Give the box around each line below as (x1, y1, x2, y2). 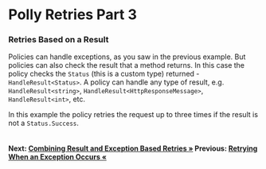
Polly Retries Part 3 (8, 6, 138, 24)
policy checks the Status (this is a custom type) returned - (8, 69, 200, 79)
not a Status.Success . (8, 118, 80, 128)
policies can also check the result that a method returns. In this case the (8, 61, 245, 70)
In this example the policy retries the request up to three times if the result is (8, 110, 259, 120)
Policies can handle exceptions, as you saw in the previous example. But (8, 52, 246, 61)
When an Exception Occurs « (8, 152, 108, 162)
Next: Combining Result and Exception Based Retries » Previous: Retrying (8, 143, 258, 153)
